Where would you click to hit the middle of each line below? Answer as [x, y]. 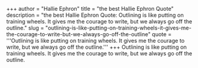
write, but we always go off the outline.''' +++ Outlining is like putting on [97, 47]
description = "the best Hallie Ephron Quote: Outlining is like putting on [95, 15]
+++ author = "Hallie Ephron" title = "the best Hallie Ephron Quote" [90, 9]
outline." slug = [25, 28]
